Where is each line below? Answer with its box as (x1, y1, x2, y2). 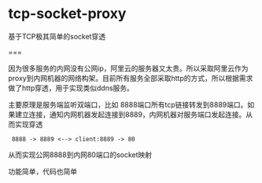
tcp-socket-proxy (8, 5, 127, 23)
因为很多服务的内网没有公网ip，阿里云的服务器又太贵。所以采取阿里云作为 (8, 64, 249, 73)
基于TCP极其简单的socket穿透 (8, 31, 106, 41)
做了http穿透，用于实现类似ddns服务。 (8, 83, 134, 93)
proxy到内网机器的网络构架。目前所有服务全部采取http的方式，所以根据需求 (8, 73, 253, 82)
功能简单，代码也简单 (8, 167, 77, 176)
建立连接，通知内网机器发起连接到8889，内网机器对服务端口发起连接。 (14, 109, 246, 119)
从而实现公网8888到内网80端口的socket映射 (8, 150, 153, 159)
